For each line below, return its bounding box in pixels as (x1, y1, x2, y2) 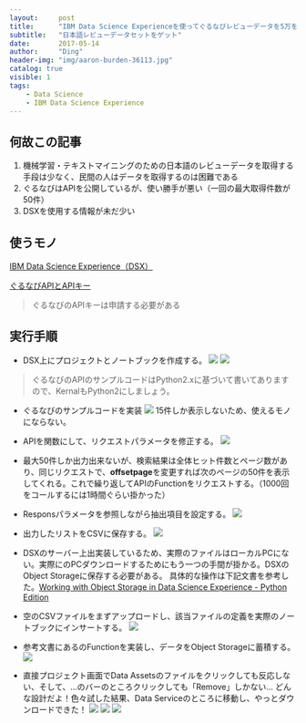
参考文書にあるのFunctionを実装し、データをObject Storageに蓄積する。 (22, 641, 296, 652)
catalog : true (9, 65, 64, 74)
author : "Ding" (9, 47, 84, 57)
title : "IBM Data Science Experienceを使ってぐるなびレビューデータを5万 (9, 22, 291, 31)
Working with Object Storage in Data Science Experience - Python (38, 581, 288, 593)
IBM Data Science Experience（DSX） (9, 261, 153, 272)
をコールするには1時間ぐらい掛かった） (22, 489, 170, 500)
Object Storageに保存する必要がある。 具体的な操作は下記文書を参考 (22, 570, 281, 581)
